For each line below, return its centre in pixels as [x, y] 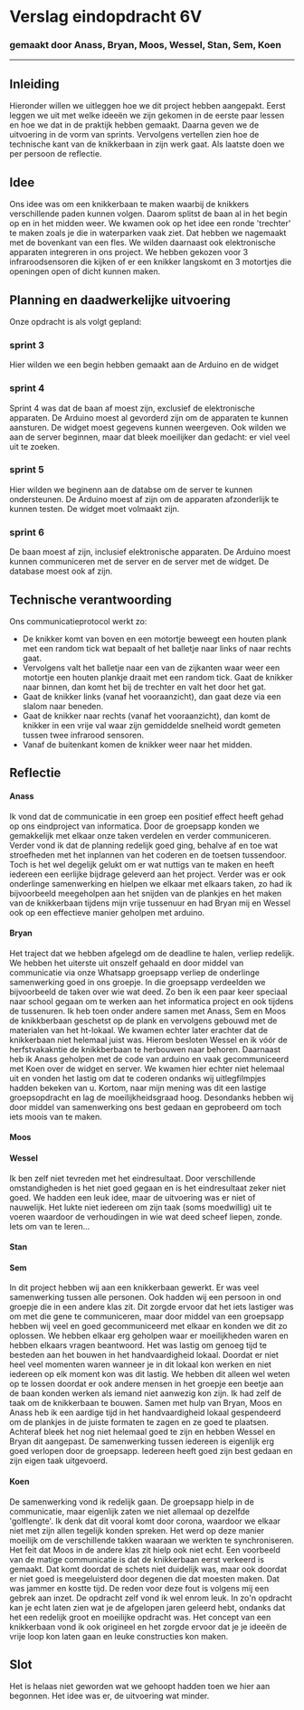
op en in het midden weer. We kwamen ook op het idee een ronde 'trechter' [150, 223]
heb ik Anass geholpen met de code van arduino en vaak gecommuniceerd [149, 1059]
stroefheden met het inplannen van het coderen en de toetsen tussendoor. [148, 855]
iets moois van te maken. [56, 1116]
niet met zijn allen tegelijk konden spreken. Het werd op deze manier [137, 1530]
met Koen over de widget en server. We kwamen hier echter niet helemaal [147, 1069]
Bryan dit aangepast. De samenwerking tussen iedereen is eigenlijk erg [142, 1441]
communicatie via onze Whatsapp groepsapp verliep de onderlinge [135, 972]
